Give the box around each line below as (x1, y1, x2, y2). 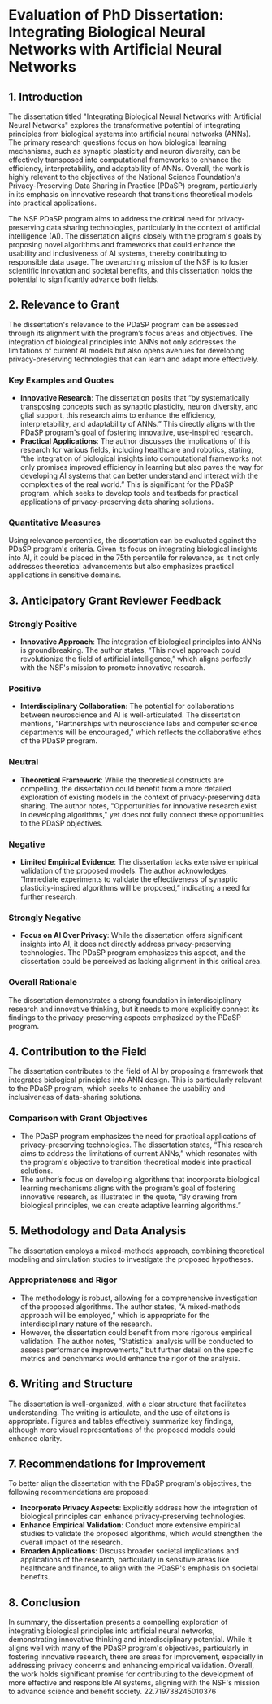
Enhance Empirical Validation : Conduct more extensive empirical (19, 1520, 240, 1530)
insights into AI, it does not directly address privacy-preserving (19, 939, 231, 949)
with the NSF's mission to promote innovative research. (19, 663, 205, 672)
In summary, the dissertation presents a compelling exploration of (8, 1618, 228, 1627)
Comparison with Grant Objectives (8, 1113, 148, 1124)
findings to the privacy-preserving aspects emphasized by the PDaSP (8, 1012, 241, 1023)
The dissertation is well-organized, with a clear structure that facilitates (8, 1399, 247, 1408)
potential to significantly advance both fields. (8, 274, 159, 284)
